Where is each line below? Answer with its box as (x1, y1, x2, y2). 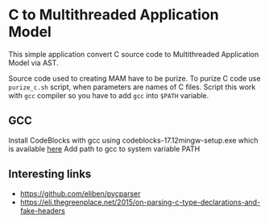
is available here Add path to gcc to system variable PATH (8, 143, 201, 154)
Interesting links (8, 167, 92, 181)
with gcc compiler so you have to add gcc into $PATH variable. (8, 90, 209, 100)
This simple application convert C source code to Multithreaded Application (8, 49, 259, 59)
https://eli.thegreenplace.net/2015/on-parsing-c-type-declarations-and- (19, 197, 261, 207)
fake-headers (19, 205, 66, 215)
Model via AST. (8, 58, 59, 68)
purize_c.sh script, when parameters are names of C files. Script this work (8, 82, 256, 92)
